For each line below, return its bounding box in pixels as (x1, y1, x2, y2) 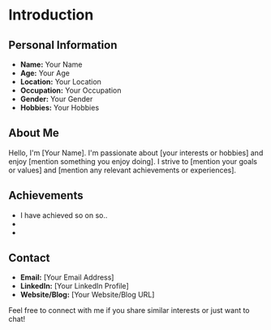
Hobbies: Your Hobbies (19, 103, 100, 112)
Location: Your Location (19, 77, 101, 86)
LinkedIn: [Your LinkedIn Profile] (19, 281, 129, 291)
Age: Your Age (19, 68, 71, 78)
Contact (8, 251, 50, 265)
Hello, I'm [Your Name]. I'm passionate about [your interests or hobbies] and (8, 148, 264, 158)
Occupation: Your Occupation (19, 85, 122, 95)
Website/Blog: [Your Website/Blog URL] (19, 290, 155, 300)
